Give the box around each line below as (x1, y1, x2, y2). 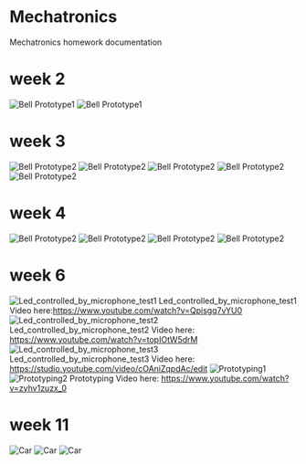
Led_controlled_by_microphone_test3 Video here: (9, 353, 195, 364)
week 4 (9, 203, 67, 223)
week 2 (9, 69, 66, 90)
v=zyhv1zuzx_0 (9, 382, 67, 394)
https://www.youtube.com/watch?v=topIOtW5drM (9, 333, 198, 344)
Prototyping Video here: (69, 373, 160, 384)
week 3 (9, 131, 66, 152)
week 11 (9, 414, 69, 435)
